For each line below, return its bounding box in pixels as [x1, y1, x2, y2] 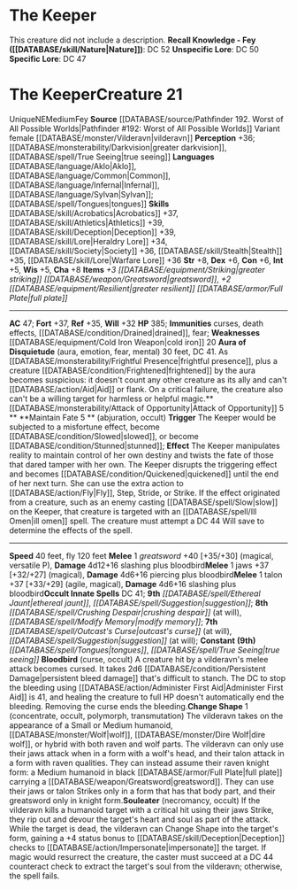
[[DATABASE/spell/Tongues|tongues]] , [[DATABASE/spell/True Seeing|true [9, 644, 280, 655]
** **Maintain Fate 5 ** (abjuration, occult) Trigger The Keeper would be [9, 412, 277, 422]
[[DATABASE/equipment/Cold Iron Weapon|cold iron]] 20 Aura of [9, 337, 247, 347]
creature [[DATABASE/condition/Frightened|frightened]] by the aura [9, 365, 256, 375]
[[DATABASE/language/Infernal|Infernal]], [9, 179, 160, 190]
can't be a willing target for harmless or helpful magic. [9, 393, 206, 404]
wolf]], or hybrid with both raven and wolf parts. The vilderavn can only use [9, 739, 285, 749]
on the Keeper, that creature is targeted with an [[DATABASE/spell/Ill [9, 506, 257, 516]
